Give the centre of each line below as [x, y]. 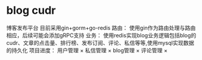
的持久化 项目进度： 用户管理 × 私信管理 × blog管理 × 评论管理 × [87, 50]
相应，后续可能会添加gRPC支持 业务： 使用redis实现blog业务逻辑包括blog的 [101, 35]
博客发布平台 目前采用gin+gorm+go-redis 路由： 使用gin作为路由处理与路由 [101, 28]
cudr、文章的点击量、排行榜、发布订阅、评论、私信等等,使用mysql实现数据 [100, 43]
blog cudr [31, 10]
